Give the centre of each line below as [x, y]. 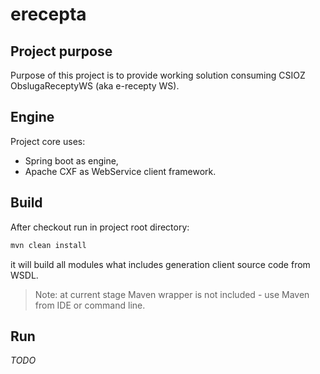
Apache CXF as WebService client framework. [120, 171]
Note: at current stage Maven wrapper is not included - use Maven [172, 294]
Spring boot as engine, [71, 160]
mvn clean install [48, 245]
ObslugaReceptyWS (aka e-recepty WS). [95, 86]
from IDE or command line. [90, 305]
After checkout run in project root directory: [100, 227]
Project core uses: [48, 141]
